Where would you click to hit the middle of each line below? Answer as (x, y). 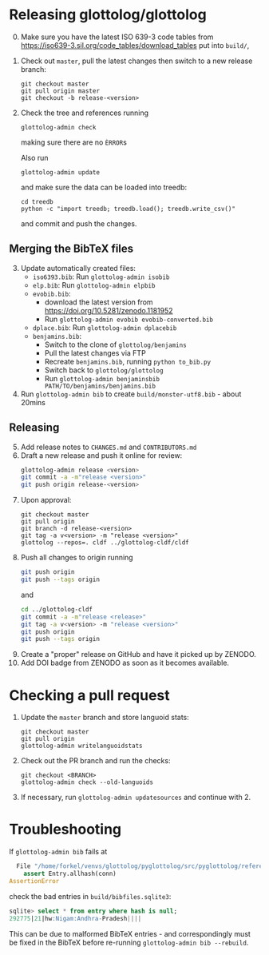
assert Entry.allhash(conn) (70, 874)
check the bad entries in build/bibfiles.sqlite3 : (90, 896)
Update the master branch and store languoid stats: (105, 718)
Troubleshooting (65, 830)
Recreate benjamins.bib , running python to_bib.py (127, 361)
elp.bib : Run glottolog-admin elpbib (94, 285)
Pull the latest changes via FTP (95, 352)
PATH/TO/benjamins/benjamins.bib (100, 386)
